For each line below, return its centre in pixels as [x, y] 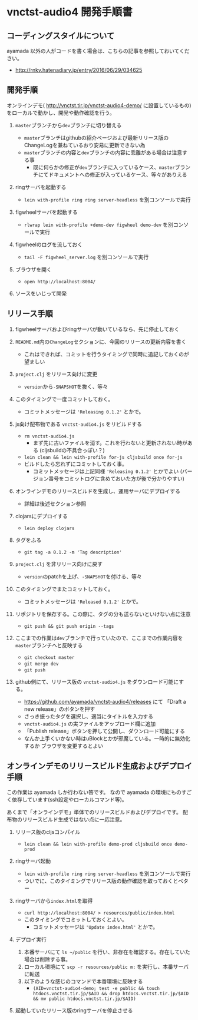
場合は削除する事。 [47, 959]
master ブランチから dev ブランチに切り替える [68, 125]
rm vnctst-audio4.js [49, 436]
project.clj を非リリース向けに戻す [59, 564]
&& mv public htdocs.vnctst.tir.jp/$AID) [84, 999]
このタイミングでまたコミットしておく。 [64, 589]
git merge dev [41, 664]
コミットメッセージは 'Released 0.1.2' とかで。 [83, 601]
